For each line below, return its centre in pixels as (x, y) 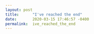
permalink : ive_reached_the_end (40, 24)
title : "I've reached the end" (44, 14)
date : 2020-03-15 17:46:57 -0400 (47, 19)
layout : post (19, 10)
